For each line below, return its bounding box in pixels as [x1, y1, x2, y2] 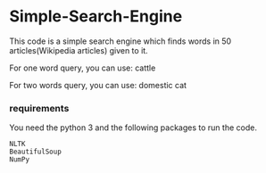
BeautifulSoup [9, 147, 62, 157]
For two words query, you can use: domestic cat [9, 79, 187, 90]
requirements [9, 102, 70, 114]
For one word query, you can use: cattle [9, 62, 156, 73]
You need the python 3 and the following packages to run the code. [9, 122, 257, 133]
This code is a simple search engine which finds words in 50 [9, 36, 232, 46]
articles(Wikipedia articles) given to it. [9, 45, 149, 55]
